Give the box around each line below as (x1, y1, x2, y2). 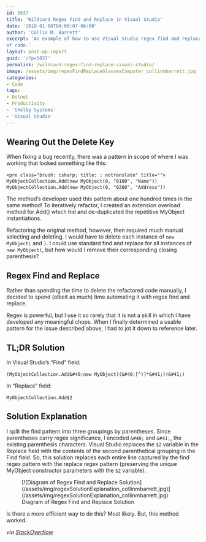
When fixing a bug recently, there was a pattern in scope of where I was (6, 153, 188, 161)
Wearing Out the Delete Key (6, 137, 115, 147)
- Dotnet (6, 94, 29, 101)
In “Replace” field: (6, 382, 52, 389)
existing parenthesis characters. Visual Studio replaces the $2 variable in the (6, 440, 199, 448)
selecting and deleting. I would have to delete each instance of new (6, 233, 175, 240)
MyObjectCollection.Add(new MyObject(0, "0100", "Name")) (6, 178, 158, 185)
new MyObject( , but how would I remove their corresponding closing (6, 246, 177, 254)
